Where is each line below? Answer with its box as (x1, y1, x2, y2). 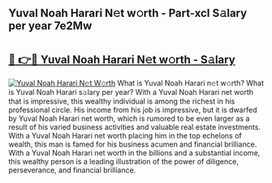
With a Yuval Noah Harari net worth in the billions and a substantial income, (8, 148, 261, 157)
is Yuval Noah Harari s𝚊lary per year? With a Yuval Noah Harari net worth (8, 87, 254, 96)
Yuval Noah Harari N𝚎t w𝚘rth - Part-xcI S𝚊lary (8, 6, 248, 20)
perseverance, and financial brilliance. (8, 165, 136, 175)
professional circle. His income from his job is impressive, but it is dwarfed (8, 105, 257, 114)
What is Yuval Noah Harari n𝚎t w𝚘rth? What (117, 79, 265, 87)
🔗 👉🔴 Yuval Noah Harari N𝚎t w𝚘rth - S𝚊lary (8, 53, 235, 66)
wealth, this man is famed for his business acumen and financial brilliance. (8, 139, 257, 149)
